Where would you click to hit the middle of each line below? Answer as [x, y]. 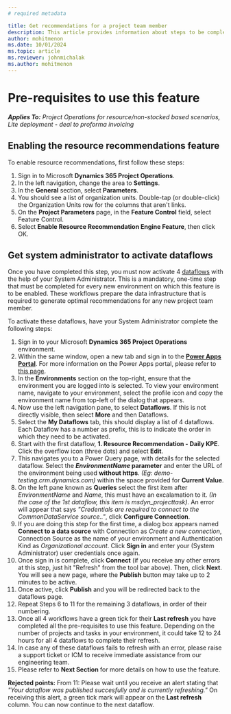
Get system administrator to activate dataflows [110, 255]
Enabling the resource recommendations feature [114, 146]
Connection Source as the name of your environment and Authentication [120, 539]
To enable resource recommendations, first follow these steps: [96, 162]
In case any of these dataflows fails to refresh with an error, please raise [120, 648]
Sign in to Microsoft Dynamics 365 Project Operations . [96, 175]
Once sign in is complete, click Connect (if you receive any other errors [119, 561]
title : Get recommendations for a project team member [88, 26]
